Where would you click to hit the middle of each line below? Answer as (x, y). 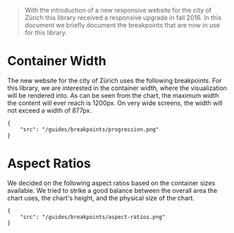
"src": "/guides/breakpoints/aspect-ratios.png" (93, 217)
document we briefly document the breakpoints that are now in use (122, 25)
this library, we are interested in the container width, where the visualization (117, 88)
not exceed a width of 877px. (49, 110)
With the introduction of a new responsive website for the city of (118, 10)
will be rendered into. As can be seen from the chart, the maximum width (113, 95)
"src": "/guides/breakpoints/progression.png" (90, 130)
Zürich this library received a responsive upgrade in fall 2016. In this (123, 18)
